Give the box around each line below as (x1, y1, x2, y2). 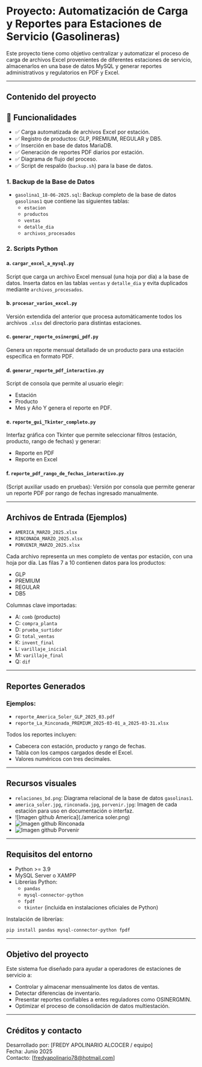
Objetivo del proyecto (6, 949, 89, 959)
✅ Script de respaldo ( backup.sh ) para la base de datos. (14, 162, 153, 170)
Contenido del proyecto (6, 92, 97, 102)
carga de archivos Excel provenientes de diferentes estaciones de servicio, (6, 56, 192, 63)
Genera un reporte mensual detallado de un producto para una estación (6, 346, 185, 353)
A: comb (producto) (14, 613, 61, 621)
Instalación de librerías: (6, 915, 64, 923)
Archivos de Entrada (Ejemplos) (6, 512, 127, 523)
